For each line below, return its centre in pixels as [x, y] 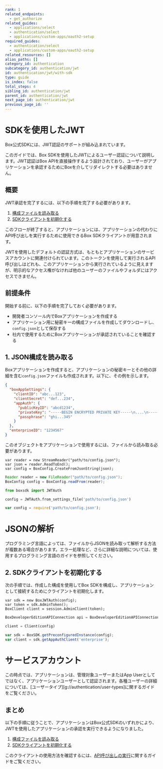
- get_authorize [26, 18]
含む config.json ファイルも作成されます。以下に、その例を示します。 [82, 376]
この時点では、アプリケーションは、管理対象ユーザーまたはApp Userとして [80, 675]
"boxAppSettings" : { [30, 390]
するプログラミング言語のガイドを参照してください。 [62, 556]
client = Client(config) [30, 626]
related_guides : [21, 23]
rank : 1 [13, 9]
